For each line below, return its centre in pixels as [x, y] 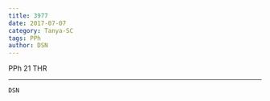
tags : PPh [25, 38]
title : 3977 [28, 16]
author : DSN [28, 46]
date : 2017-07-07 [37, 23]
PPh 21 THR [28, 68]
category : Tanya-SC [41, 30]
